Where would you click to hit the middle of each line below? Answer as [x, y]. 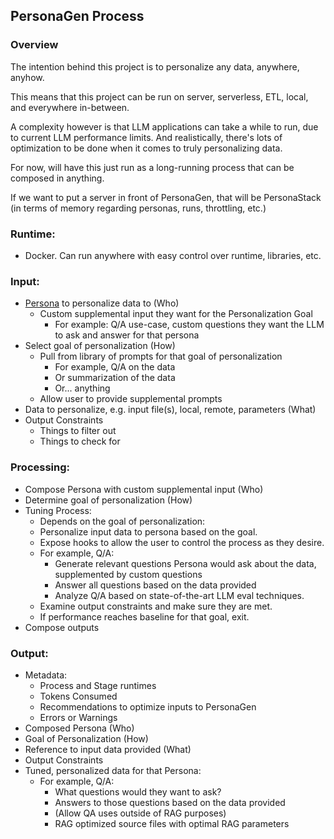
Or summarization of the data [115, 378]
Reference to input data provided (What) [108, 749]
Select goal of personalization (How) [100, 346]
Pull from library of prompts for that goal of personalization [161, 356]
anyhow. [27, 77]
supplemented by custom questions [128, 574]
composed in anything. [57, 178]
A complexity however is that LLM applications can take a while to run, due [164, 126]
